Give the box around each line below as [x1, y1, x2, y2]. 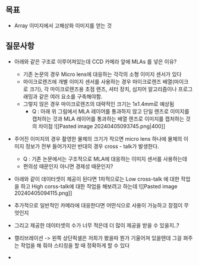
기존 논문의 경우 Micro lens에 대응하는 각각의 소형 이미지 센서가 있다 [23, 70, 182, 78]
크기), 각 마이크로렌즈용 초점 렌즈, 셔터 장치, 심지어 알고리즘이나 [29, 85, 177, 93]
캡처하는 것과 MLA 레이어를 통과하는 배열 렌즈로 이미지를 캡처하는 [31, 115, 185, 122]
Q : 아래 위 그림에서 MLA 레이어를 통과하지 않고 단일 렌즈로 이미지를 [31, 108, 189, 115]
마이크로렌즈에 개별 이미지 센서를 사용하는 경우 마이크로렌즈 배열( [23, 78, 175, 85]
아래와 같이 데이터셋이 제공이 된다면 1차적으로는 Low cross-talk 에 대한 [14, 175, 179, 182]
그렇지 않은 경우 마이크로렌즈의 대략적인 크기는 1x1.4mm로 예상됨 [23, 100, 175, 108]
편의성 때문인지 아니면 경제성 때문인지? [23, 162, 113, 170]
